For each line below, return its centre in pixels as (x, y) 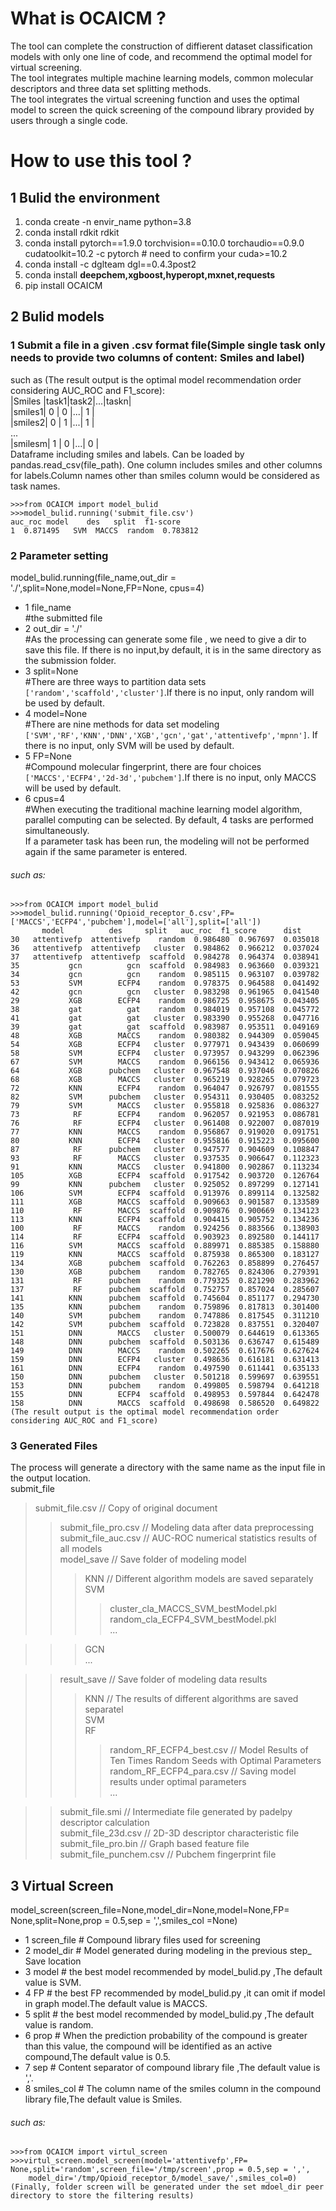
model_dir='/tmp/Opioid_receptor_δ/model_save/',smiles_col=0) (163, 2178)
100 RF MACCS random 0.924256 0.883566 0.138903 (165, 1228)
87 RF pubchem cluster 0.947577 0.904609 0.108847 (165, 1150)
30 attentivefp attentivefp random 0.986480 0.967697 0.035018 (165, 940)
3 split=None (51, 671)
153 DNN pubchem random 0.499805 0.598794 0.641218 (165, 1386)
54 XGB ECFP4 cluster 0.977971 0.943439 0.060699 (165, 1045)
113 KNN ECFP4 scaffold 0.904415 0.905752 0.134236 (165, 1220)
